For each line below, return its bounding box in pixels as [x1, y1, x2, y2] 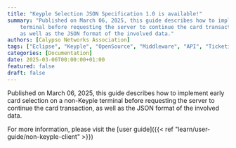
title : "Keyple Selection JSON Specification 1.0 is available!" [7, 10, 202, 18]
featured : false [7, 63, 55, 70]
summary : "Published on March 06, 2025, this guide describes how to [7, 17, 216, 24]
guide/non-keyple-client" [7, 132, 81, 141]
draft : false [7, 69, 46, 76]
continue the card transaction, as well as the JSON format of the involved [7, 104, 220, 112]
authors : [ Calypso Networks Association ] [7, 37, 131, 44]
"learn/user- [174, 125, 211, 133]
